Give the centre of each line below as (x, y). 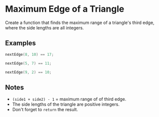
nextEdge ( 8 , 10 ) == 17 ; (30, 54)
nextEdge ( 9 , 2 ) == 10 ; (28, 72)
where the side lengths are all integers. (45, 27)
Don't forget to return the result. (45, 110)
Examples (20, 43)
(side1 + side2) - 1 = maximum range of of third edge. (69, 99)
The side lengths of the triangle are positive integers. (66, 104)
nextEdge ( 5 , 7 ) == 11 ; (28, 63)
